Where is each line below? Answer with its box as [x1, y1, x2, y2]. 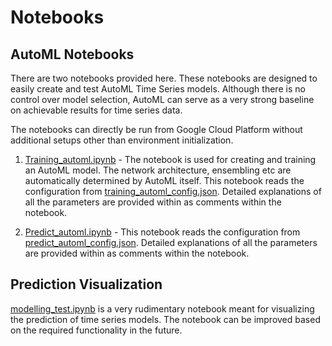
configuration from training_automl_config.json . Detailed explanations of [24, 186, 322, 197]
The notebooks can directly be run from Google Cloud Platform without [10, 124, 303, 135]
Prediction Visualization [10, 276, 163, 293]
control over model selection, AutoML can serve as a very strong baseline [10, 94, 315, 105]
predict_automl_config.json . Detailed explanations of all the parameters [24, 237, 318, 248]
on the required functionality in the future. [10, 324, 183, 336]
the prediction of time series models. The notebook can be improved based [10, 313, 321, 325]
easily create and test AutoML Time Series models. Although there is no [10, 83, 306, 95]
